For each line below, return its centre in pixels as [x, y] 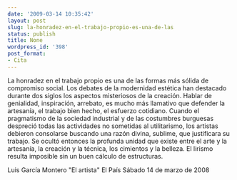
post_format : [27, 54]
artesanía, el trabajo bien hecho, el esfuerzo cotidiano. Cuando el [104, 110]
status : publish [31, 34]
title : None [25, 41]
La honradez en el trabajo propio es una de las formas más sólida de [108, 80]
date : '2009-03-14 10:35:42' [51, 14]
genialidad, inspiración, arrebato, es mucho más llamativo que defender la [116, 103]
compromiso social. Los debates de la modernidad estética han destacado [117, 88]
